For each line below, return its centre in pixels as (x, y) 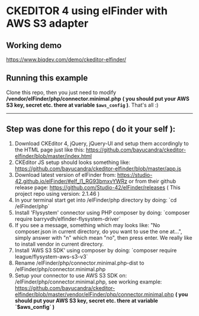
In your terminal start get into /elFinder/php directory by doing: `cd (96, 200)
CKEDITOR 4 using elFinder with (87, 11)
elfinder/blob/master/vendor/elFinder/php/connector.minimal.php (94, 294)
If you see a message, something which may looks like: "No (87, 225)
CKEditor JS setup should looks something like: (72, 162)
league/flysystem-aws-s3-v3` (51, 256)
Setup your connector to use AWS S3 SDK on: (71, 275)
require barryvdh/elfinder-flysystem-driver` (68, 219)
